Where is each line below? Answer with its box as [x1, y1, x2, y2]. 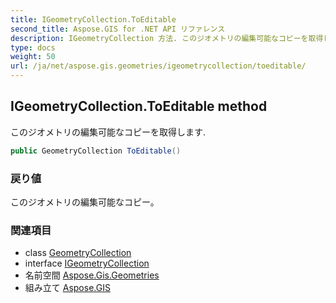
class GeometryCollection [24, 247, 132, 259]
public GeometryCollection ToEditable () [10, 146, 182, 156]
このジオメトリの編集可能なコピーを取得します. [10, 126, 207, 138]
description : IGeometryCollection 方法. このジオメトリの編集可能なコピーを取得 [10, 33, 324, 43]
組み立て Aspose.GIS [24, 282, 111, 294]
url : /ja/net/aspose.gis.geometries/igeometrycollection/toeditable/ [10, 61, 307, 71]
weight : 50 [10, 52, 56, 62]
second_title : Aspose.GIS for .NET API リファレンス [10, 24, 226, 34]
